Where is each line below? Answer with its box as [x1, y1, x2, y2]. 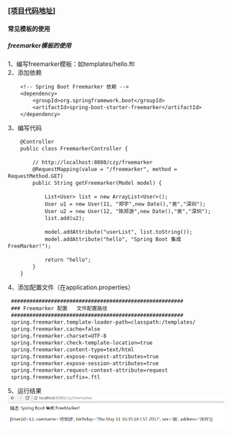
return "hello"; [44, 256, 91, 264]
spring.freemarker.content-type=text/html [10, 346, 135, 353]
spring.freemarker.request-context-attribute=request [10, 367, 168, 374]
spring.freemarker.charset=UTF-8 [10, 333, 107, 339]
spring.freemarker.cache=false [10, 326, 100, 333]
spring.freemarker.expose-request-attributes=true [10, 353, 159, 360]
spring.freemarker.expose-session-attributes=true [10, 360, 159, 367]
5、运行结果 [8, 387, 42, 395]
